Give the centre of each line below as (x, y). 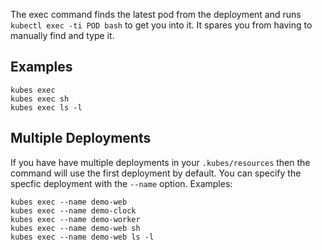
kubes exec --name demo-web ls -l (82, 237)
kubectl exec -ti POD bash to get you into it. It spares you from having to (161, 25)
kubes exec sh (40, 99)
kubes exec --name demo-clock (73, 210)
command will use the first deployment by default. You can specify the (156, 173)
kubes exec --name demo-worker (75, 219)
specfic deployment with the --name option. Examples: (121, 183)
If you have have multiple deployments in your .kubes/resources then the (160, 162)
